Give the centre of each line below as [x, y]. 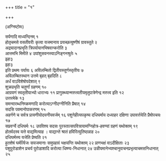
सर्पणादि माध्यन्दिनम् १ [22, 37]
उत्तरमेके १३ [15, 98]
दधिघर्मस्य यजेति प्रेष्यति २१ [26, 137]
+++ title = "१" [20, 7]
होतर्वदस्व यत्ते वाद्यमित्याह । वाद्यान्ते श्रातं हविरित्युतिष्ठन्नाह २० [53, 132]
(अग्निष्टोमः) [15, 27]
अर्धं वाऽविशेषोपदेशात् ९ [23, 81]
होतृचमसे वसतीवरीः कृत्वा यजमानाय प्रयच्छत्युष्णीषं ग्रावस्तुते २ [51, 42]
